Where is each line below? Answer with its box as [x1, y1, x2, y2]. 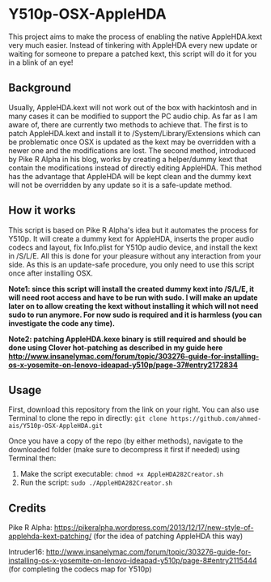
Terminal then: [8, 453, 57, 463]
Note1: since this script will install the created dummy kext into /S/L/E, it [8, 284, 255, 293]
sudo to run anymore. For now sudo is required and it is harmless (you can [8, 310, 263, 319]
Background [8, 81, 71, 95]
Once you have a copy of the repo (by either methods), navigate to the [8, 436, 243, 446]
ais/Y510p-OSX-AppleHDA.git [8, 422, 104, 430]
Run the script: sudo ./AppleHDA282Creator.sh [19, 477, 173, 487]
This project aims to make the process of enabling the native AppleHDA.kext [8, 32, 263, 41]
